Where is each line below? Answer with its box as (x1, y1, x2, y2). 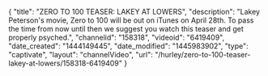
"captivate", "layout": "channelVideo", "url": (8, 50, 154, 59)
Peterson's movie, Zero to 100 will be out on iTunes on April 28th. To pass (8, 15, 254, 25)
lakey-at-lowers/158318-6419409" (8, 58, 123, 68)
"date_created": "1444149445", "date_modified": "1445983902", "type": (8, 41, 249, 51)
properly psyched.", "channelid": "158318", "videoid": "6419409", (8, 32, 225, 42)
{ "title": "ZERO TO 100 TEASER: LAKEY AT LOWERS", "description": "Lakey (8, 7, 261, 16)
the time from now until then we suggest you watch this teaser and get (8, 24, 245, 33)
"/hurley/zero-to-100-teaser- (155, 50, 251, 59)
